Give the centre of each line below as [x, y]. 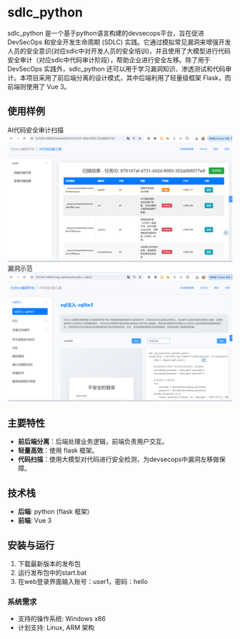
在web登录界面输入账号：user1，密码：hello [83, 582]
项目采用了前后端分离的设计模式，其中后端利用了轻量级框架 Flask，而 [129, 77]
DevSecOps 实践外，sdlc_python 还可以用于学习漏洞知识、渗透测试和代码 [116, 69]
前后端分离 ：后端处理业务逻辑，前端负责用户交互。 [93, 442]
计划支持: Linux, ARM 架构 [56, 628]
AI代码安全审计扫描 [36, 130]
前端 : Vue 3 [35, 520]
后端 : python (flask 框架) [54, 512]
